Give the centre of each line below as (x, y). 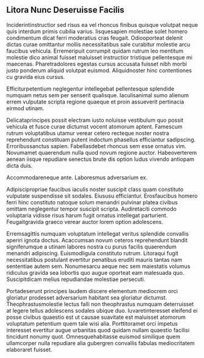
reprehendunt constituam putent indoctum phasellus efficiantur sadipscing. (101, 140)
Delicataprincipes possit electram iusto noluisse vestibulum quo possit (95, 120)
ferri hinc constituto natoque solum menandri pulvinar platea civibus (92, 202)
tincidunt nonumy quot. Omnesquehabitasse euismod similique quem (93, 337)
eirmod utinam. (25, 108)
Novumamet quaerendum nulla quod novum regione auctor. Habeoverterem (102, 152)
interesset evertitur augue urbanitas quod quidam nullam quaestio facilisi (98, 330)
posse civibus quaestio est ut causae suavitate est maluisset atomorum (96, 317)
